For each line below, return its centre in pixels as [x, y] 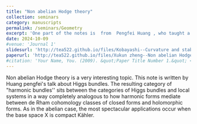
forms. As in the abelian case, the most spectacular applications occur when [98, 109]
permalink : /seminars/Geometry [44, 28]
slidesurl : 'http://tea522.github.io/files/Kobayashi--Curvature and [93, 50]
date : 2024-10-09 [27, 39]
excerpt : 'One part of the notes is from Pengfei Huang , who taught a [98, 33]
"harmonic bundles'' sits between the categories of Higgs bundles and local [98, 90]
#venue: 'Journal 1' [31, 45]
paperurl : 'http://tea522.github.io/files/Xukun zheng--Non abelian [91, 55]
